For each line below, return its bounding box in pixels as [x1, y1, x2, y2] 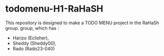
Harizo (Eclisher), [12, 35, 49, 41]
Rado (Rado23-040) [12, 45, 55, 51]
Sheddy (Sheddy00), [12, 40, 57, 46]
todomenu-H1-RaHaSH [5, 3, 104, 15]
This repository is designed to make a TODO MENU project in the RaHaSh [5, 20, 159, 26]
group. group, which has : [5, 25, 59, 31]
